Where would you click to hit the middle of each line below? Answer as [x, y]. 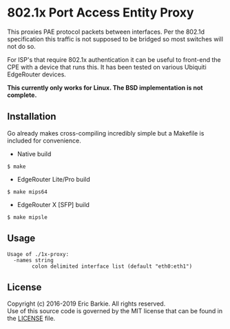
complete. [22, 95]
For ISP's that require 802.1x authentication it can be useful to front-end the [114, 59]
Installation [32, 117]
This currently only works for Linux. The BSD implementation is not [105, 87]
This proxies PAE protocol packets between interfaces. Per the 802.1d [106, 32]
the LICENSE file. [31, 319]
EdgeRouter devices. [37, 74]
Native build [34, 153]
